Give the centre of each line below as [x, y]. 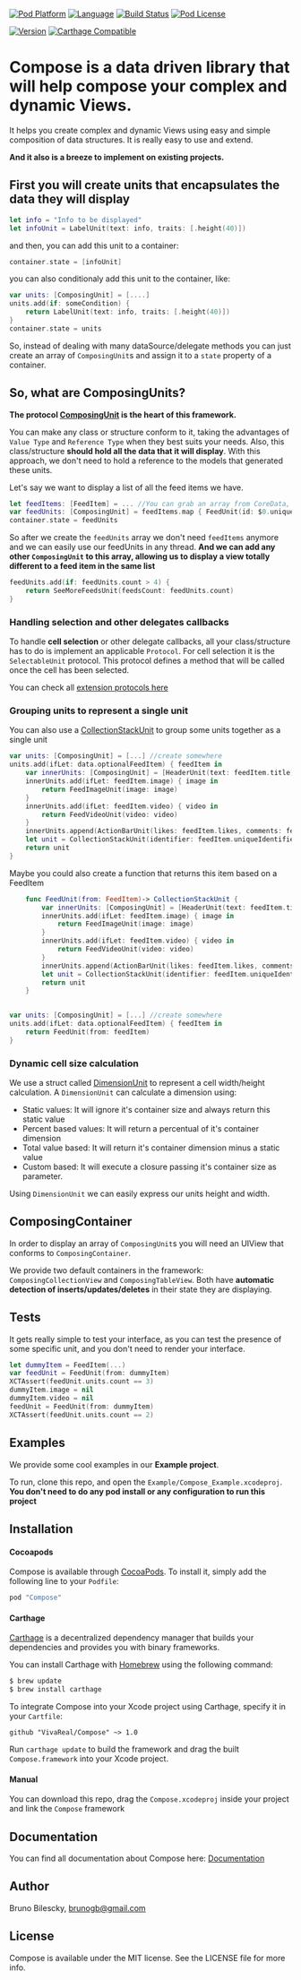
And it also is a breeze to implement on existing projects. [117, 157]
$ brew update [36, 1681]
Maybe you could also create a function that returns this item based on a [143, 873]
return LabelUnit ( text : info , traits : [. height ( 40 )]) [128, 312]
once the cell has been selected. [69, 670]
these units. [31, 469]
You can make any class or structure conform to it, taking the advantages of [149, 432]
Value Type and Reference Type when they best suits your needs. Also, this [147, 441]
